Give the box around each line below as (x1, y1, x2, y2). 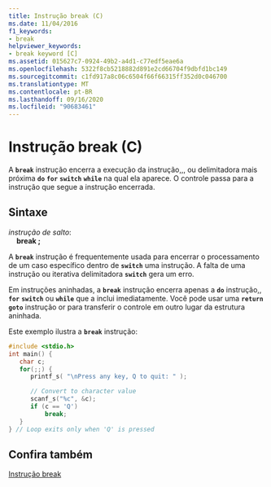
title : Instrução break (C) (8, 11, 104, 20)
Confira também (8, 447, 94, 461)
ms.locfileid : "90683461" (8, 103, 96, 111)
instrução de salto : (8, 227, 72, 237)
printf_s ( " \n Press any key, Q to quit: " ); (29, 372, 187, 381)
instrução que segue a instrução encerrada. (8, 182, 155, 192)
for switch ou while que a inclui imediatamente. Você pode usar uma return (8, 293, 264, 303)
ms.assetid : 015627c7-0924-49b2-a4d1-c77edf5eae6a (8, 58, 184, 66)
